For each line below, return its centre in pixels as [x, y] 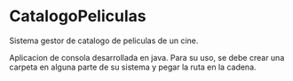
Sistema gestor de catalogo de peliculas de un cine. [104, 40]
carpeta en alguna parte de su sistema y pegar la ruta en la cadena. [133, 67]
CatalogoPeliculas [78, 16]
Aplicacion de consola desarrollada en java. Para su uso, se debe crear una [147, 57]
